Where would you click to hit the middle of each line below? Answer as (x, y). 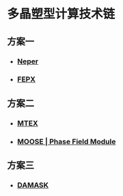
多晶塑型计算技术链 (61, 14)
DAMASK (33, 185)
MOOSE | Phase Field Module (66, 141)
